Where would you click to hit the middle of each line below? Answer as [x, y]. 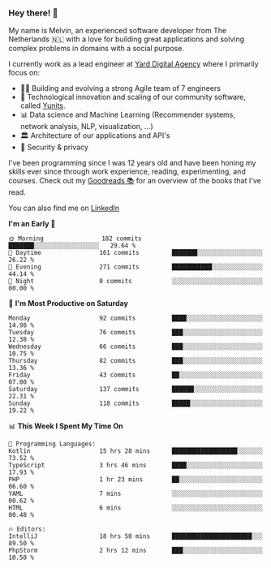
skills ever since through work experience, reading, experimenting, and [127, 172]
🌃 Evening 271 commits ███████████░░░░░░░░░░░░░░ [136, 267]
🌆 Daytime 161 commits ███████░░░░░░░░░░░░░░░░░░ [136, 253]
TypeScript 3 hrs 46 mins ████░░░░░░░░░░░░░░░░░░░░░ [136, 466]
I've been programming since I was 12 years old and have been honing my [132, 163]
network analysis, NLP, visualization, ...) [86, 127]
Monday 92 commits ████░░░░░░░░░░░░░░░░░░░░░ [136, 318]
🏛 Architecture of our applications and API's [95, 136]
